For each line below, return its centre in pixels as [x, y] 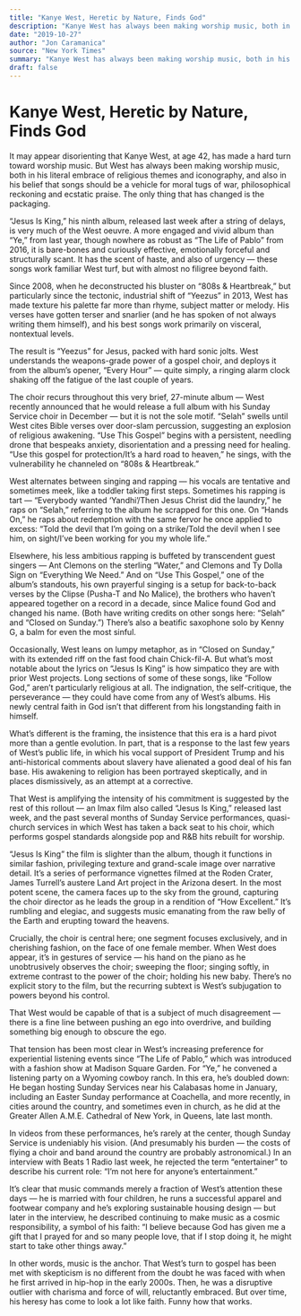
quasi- [279, 817]
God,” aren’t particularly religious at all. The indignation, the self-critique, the [150, 687]
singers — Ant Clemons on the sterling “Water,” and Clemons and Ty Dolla [146, 565]
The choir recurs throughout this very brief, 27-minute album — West [137, 397]
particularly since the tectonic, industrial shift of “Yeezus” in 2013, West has [149, 295]
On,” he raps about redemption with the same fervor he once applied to [141, 519]
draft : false [34, 68]
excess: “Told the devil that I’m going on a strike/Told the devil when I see [145, 528]
